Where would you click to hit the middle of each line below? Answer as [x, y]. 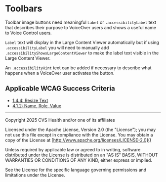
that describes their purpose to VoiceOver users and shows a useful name [81, 27]
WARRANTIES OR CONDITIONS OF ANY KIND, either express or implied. [79, 160]
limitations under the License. [35, 175]
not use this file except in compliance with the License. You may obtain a [79, 135]
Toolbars [24, 9]
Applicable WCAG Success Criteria [60, 89]
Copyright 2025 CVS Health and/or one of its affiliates [60, 120]
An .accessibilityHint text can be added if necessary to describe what [78, 68]
